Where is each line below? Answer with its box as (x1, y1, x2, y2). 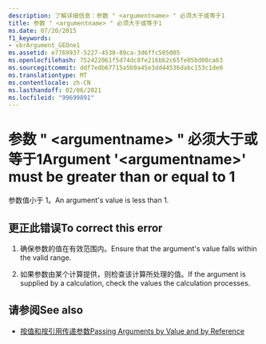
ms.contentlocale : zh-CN (8, 78, 91, 86)
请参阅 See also (8, 303, 84, 317)
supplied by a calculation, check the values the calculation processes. (19, 278, 251, 288)
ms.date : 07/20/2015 (8, 26, 77, 34)
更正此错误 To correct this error (8, 221, 163, 234)
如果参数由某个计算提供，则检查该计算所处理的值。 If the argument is (19, 270, 246, 278)
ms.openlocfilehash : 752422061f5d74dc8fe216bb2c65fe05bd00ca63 (8, 57, 224, 65)
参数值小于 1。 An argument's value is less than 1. (8, 195, 169, 205)
